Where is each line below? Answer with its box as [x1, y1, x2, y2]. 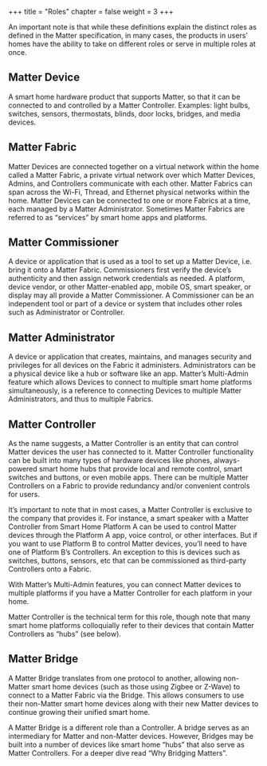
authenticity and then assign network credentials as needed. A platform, [8, 274, 245, 283]
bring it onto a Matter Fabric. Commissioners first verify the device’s [8, 265, 232, 274]
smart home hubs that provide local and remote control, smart [38, 464, 243, 474]
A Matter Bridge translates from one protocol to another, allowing [8, 673, 222, 683]
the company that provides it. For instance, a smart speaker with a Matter [8, 514, 249, 523]
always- [214, 456, 241, 465]
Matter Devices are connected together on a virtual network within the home [8, 161, 260, 171]
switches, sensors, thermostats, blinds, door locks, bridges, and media [8, 109, 241, 118]
